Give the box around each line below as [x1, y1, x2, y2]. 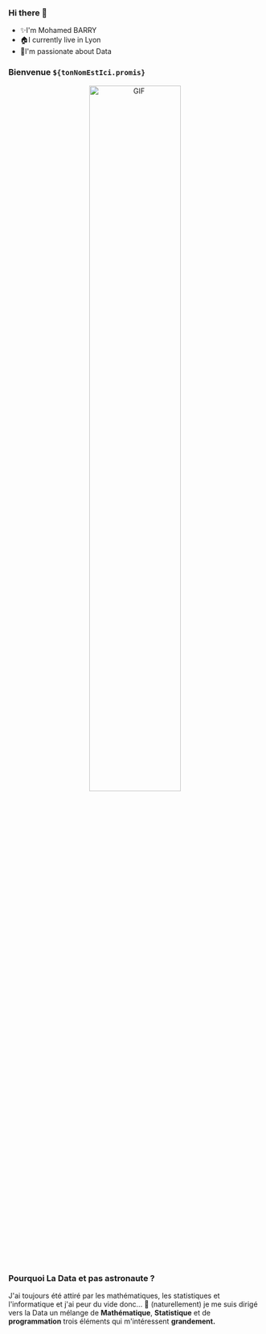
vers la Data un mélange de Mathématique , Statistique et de [8, 1307, 211, 1317]
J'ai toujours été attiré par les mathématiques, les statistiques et [8, 1291, 220, 1300]
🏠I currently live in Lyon [19, 35, 101, 45]
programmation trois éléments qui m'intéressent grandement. [8, 1316, 215, 1326]
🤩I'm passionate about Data [19, 47, 113, 56]
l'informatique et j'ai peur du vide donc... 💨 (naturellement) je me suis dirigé [8, 1299, 259, 1309]
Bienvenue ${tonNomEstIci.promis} [8, 67, 146, 78]
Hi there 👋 [8, 7, 48, 18]
